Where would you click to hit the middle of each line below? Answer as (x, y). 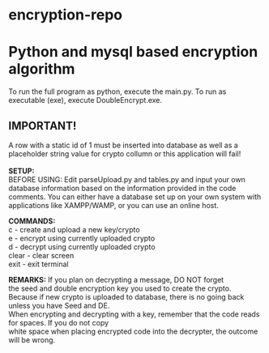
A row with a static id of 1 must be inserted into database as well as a (124, 145)
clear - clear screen (41, 255)
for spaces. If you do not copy (59, 322)
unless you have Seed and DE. (59, 305)
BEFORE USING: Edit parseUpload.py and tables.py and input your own (127, 179)
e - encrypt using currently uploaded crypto (82, 238)
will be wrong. (32, 340)
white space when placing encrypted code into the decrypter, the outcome (133, 331)
